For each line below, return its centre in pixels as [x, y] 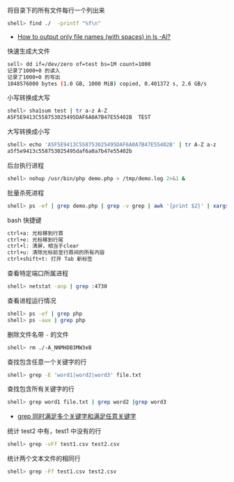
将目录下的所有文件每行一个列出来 [56, 10]
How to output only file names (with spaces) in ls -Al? [94, 36]
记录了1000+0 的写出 [34, 77]
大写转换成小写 [29, 131]
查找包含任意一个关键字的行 [47, 362]
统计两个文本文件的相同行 [44, 458]
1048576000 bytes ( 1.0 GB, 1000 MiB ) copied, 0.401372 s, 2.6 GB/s [107, 83]
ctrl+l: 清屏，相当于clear [43, 246]
